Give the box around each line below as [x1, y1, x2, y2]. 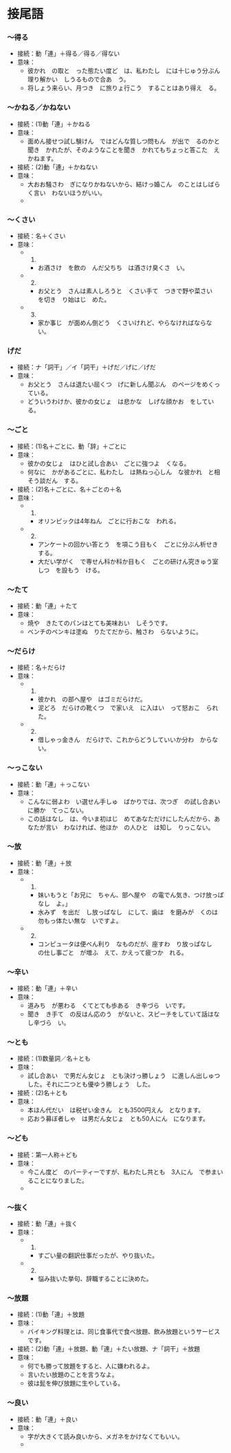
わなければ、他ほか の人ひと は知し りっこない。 [63, 823, 214, 831]
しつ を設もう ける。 [37, 566, 104, 574]
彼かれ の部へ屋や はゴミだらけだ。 [37, 695, 146, 703]
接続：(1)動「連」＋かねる [16, 120, 91, 128]
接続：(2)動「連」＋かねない [16, 162, 98, 171]
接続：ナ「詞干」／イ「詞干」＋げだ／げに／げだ [16, 363, 156, 372]
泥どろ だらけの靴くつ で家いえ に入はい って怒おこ [37, 703, 201, 712]
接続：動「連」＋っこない [16, 780, 90, 788]
